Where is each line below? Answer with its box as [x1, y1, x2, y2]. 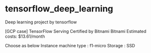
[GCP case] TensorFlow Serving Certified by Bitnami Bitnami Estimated [5, 28, 147, 34]
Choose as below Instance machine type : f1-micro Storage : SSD [5, 42, 136, 48]
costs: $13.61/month [5, 33, 45, 39]
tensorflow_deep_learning [5, 3, 114, 14]
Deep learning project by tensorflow [5, 19, 77, 25]
